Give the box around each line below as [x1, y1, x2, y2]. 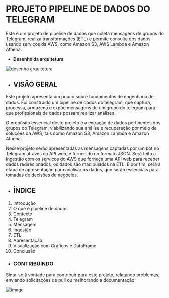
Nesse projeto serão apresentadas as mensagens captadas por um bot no [6, 145, 159, 151]
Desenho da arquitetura [13, 56, 64, 62]
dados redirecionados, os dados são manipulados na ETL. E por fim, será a [6, 161, 161, 167]
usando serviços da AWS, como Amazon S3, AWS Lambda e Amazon [6, 41, 149, 47]
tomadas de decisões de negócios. [6, 172, 78, 178]
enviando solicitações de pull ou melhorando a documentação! [6, 277, 136, 283]
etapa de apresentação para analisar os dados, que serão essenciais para [6, 166, 159, 172]
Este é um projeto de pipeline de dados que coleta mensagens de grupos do [6, 30, 164, 36]
